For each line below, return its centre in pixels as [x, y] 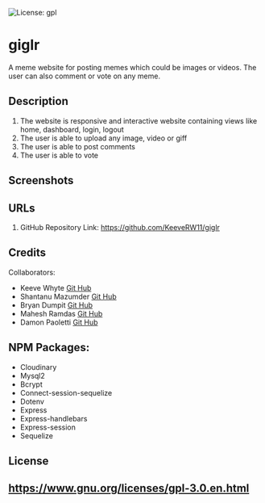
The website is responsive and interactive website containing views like [139, 120]
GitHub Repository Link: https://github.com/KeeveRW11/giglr [120, 227]
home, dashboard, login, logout [72, 129]
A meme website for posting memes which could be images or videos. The [132, 67]
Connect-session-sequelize [66, 392]
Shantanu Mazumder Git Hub [68, 296]
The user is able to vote [59, 155]
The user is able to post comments [77, 146]
